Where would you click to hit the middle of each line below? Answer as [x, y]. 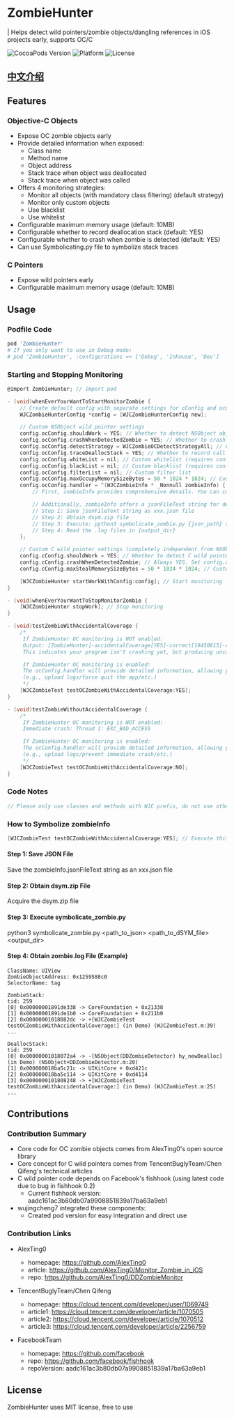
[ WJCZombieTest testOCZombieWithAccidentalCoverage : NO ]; [104, 767]
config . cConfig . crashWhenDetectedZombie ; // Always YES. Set [110, 562]
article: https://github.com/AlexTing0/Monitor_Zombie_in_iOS [115, 1270]
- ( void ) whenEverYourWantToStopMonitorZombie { [78, 601]
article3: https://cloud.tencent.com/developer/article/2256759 [117, 1326]
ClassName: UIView [34, 971]
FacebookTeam [39, 1340]
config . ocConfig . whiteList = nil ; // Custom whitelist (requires [117, 459]
